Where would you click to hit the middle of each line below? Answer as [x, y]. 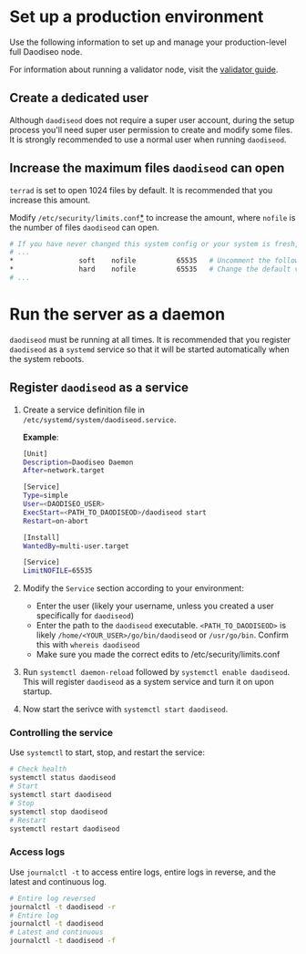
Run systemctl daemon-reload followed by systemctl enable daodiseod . [156, 672]
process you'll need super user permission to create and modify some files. [151, 130]
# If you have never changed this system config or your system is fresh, [154, 244]
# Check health [38, 769]
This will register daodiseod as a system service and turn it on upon [148, 682]
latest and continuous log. [58, 881]
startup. [37, 691]
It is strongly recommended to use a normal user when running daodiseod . [148, 140]
